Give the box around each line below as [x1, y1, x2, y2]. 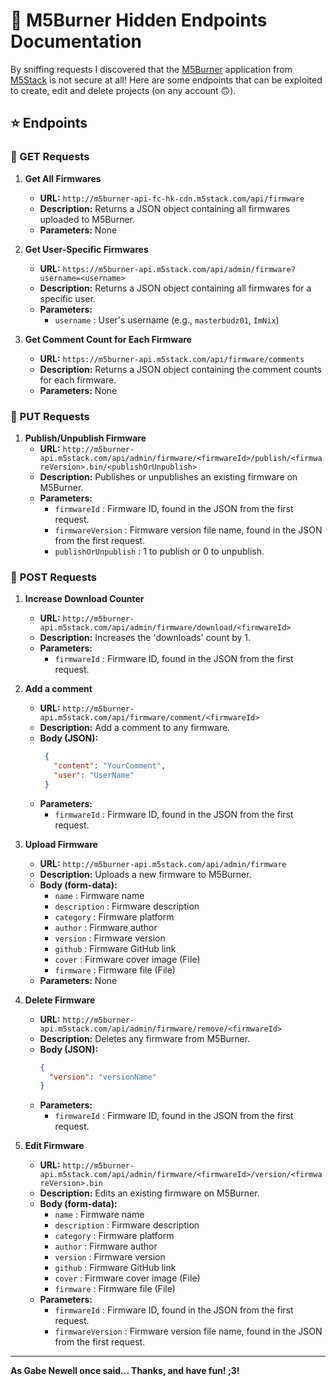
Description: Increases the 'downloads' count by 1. [39, 632, 252, 644]
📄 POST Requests [10, 570, 97, 584]
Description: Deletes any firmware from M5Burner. [39, 1032, 251, 1044]
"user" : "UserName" [53, 770, 135, 780]
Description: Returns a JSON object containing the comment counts [39, 363, 322, 375]
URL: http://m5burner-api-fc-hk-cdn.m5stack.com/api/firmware [39, 192, 305, 204]
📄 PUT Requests [10, 409, 90, 423]
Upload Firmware [24, 838, 98, 850]
